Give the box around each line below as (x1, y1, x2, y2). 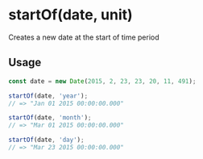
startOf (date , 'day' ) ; (8, 136, 85, 144)
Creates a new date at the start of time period (8, 32, 159, 42)
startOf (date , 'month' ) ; (8, 114, 92, 122)
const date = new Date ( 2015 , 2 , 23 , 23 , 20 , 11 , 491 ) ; (8, 77, 197, 86)
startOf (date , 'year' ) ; (8, 91, 89, 100)
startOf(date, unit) (8, 6, 133, 24)
